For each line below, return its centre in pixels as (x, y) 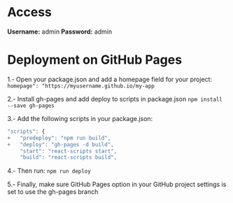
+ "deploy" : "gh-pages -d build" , (61, 144)
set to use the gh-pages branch (53, 192)
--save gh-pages (31, 106)
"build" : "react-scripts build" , (69, 157)
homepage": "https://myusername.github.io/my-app (81, 86)
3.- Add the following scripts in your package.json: (80, 118)
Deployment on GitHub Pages (95, 60)
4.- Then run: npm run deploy (49, 171)
